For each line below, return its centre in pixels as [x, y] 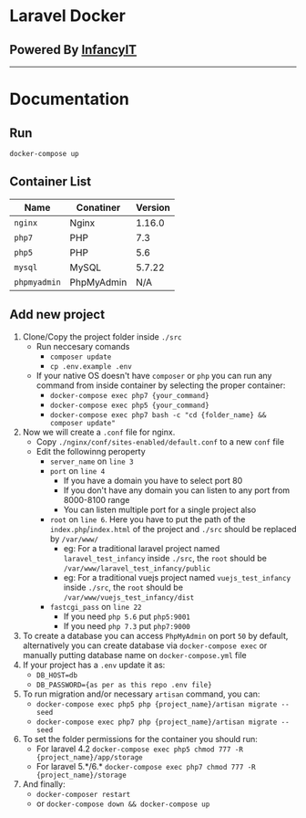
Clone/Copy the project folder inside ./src [102, 336]
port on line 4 [77, 470]
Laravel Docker [67, 16]
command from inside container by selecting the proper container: [161, 385]
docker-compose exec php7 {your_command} [129, 395]
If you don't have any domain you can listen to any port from [177, 490]
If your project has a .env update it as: [94, 665]
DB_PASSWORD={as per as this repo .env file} [124, 685]
